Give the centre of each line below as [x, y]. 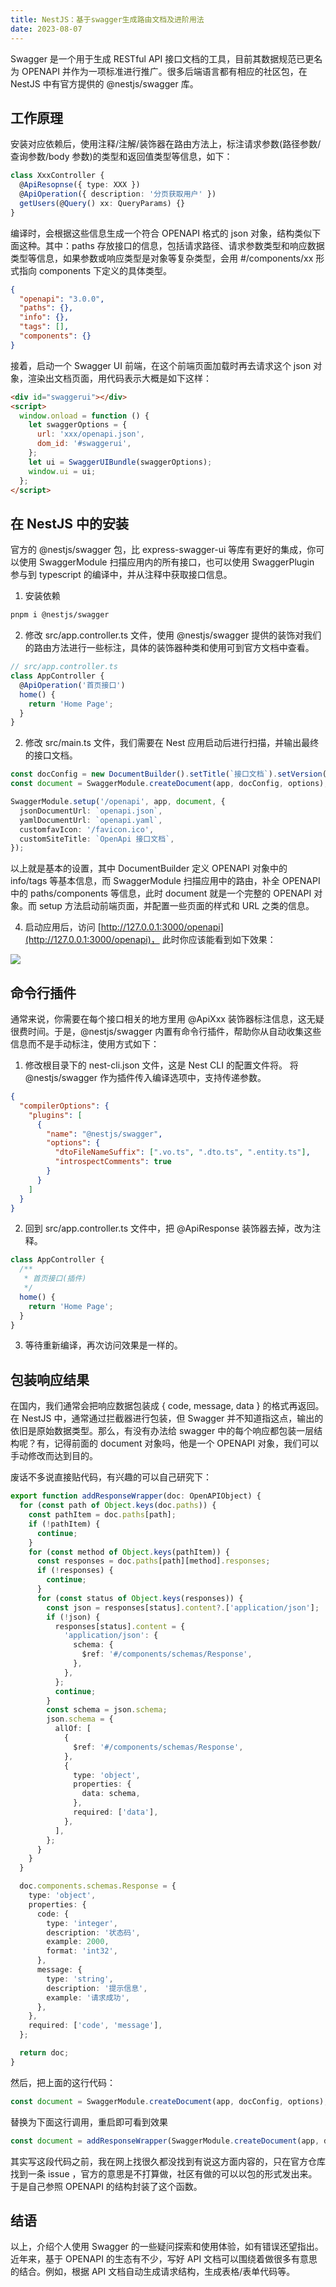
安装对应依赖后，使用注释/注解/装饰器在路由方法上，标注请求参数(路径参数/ [166, 144]
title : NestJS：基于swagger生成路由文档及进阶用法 [107, 19]
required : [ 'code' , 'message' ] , [95, 2026]
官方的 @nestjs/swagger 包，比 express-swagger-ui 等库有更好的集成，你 [163, 550]
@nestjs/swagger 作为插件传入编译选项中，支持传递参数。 [145, 1078]
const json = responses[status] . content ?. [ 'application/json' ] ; [183, 1607]
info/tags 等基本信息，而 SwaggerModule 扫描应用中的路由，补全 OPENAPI [165, 881]
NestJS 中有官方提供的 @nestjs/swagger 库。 [104, 83]
